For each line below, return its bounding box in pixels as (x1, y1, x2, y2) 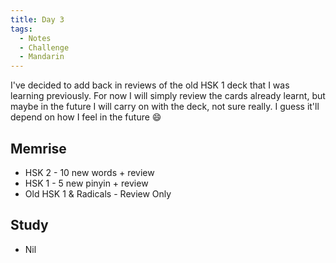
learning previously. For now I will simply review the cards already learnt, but (10, 90, 326, 102)
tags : (10, 24, 33, 34)
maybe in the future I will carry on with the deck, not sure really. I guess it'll (10, 101, 320, 113)
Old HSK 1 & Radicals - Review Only (24, 187, 172, 200)
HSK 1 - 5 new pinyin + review (24, 177, 149, 189)
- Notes (19, 33, 52, 43)
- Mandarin (19, 52, 65, 62)
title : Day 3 (10, 14, 65, 25)
